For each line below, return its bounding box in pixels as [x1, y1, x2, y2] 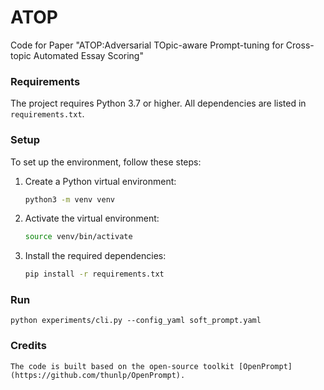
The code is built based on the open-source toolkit [10, 361, 235, 371]
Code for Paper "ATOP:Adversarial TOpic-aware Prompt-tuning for [10, 39, 284, 51]
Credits [10, 339, 47, 353]
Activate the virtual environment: [24, 212, 160, 225]
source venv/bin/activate [24, 232, 133, 242]
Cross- [285, 39, 315, 51]
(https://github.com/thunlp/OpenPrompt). [10, 370, 186, 380]
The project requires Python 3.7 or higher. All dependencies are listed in [10, 97, 307, 110]
